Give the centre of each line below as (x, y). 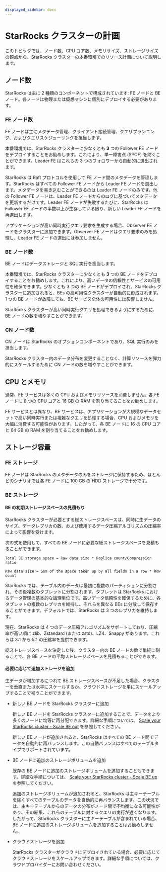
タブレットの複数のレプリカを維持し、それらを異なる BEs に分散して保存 (80, 604)
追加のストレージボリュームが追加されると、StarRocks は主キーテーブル (86, 794)
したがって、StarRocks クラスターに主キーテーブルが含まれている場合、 (86, 819)
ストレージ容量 (28, 447)
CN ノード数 (20, 330)
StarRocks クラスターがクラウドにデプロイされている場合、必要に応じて (86, 852)
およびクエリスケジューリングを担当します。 (59, 138)
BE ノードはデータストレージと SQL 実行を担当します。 (61, 263)
